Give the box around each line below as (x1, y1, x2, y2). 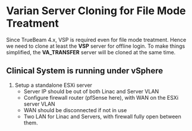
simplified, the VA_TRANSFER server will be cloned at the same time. (6, 48, 176, 55)
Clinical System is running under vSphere (6, 66, 163, 76)
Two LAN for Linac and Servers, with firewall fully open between (23, 113, 181, 120)
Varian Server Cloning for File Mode (6, 4, 186, 18)
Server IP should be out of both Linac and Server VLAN (23, 87, 159, 95)
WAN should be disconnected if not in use (23, 106, 127, 113)
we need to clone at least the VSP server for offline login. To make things (6, 42, 185, 50)
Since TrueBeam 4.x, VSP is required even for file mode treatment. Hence (6, 36, 187, 43)
